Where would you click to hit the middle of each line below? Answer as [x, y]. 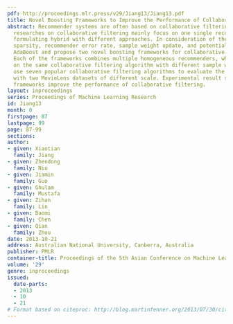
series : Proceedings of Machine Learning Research [82, 98]
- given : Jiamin [31, 174]
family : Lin [31, 207]
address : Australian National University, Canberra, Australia [101, 245]
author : [18, 143]
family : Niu [31, 168]
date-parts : [31, 284]
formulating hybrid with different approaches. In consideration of [114, 39]
